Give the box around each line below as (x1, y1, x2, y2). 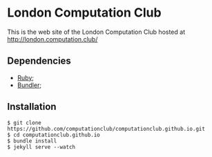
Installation (7, 101, 57, 113)
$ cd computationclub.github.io (7, 131, 100, 138)
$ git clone (7, 119, 41, 126)
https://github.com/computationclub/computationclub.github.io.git (7, 125, 206, 132)
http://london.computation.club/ (7, 35, 98, 43)
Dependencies (7, 55, 71, 67)
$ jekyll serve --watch (7, 143, 76, 150)
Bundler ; (17, 81, 42, 89)
